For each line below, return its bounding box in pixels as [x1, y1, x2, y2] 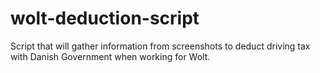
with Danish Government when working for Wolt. [10, 50, 211, 62]
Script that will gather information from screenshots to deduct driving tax [10, 40, 311, 52]
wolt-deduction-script [10, 7, 200, 30]
